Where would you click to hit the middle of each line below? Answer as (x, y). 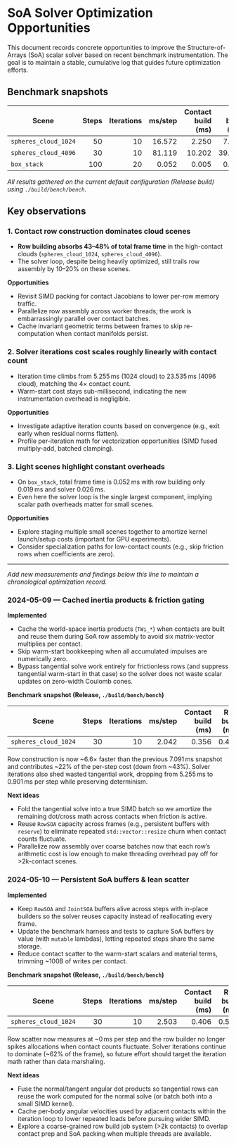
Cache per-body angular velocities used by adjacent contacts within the (122, 1111)
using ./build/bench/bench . (47, 189)
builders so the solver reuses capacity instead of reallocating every (115, 916)
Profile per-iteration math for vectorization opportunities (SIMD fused (117, 441)
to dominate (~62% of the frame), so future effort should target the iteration (117, 1053)
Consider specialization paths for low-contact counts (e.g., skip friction (120, 546)
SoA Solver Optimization (80, 13)
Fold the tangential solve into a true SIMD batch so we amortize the (114, 809)
